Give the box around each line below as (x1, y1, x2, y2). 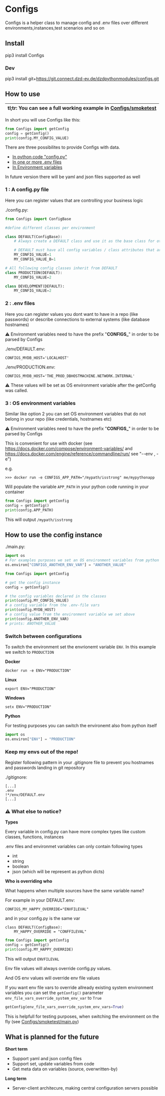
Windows (5, 695, 25, 700)
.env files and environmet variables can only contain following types (5, 844, 143, 850)
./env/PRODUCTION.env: (5, 364, 55, 370)
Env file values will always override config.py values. (5, 965, 112, 971)
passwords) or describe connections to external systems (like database (5, 316, 150, 322)
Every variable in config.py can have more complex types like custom (5, 829, 146, 835)
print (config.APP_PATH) (5, 508, 54, 513)
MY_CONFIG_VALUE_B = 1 (14, 257, 56, 262)
